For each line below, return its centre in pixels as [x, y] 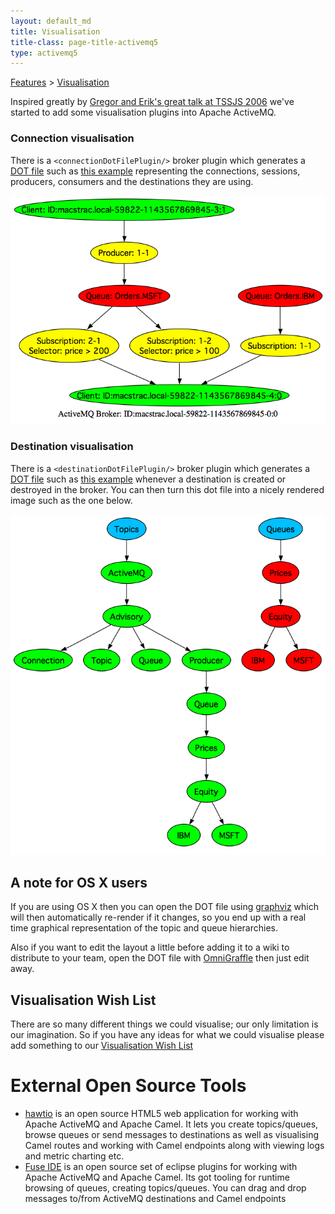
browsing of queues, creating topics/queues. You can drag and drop [165, 1188]
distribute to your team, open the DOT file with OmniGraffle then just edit [160, 958]
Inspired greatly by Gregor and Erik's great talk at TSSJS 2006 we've [152, 102]
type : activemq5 [44, 53]
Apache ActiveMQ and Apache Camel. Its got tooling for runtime [157, 1177]
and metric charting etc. [74, 1156]
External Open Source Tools [128, 1086]
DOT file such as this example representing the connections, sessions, [155, 171]
